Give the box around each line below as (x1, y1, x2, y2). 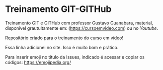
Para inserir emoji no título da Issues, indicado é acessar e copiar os (5, 54, 145, 60)
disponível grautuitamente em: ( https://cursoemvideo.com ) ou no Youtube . (5, 25, 158, 31)
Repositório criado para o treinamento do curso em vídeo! (5, 35, 123, 41)
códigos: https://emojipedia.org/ (5, 59, 71, 65)
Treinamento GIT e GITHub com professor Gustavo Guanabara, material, (5, 20, 153, 26)
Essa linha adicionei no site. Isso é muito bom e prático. (5, 44, 119, 50)
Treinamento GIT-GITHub (5, 3, 112, 15)
